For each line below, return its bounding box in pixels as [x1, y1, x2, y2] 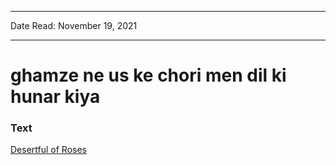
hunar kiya [10, 86, 101, 108]
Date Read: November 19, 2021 [10, 20, 138, 31]
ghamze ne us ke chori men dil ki [10, 64, 287, 87]
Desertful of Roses [10, 144, 87, 156]
